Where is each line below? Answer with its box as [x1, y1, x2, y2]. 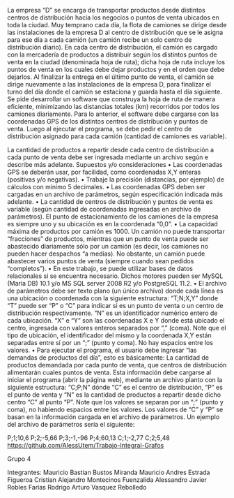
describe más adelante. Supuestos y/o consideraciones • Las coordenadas [7, 161, 223, 168]
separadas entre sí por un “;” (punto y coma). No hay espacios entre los [7, 339, 214, 346]
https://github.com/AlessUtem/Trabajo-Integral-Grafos [7, 441, 164, 449]
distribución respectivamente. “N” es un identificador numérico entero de [7, 309, 218, 317]
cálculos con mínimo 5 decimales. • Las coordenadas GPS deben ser [7, 183, 205, 191]
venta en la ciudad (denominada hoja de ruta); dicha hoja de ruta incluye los [7, 58, 225, 66]
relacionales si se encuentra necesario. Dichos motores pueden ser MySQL [7, 272, 224, 280]
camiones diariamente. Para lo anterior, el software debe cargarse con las [7, 110, 219, 118]
